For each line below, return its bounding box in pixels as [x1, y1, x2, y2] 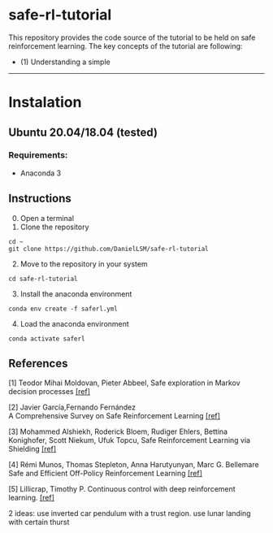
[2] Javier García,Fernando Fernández [8, 402, 136, 412]
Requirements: [8, 149, 68, 161]
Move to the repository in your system [19, 258, 148, 269]
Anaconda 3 [19, 168, 62, 178]
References [8, 357, 68, 370]
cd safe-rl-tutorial [8, 275, 79, 283]
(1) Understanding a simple [19, 57, 111, 67]
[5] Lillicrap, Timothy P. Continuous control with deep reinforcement [8, 484, 236, 494]
